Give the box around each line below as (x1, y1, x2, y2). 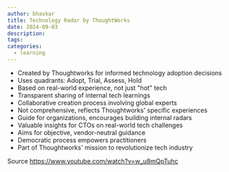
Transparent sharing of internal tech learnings (17, 91, 151, 99)
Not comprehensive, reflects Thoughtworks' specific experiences (17, 106, 208, 114)
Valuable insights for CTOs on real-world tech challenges (17, 121, 183, 129)
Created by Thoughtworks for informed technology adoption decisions (17, 68, 223, 77)
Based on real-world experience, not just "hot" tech (17, 84, 167, 92)
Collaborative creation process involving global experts (17, 98, 178, 107)
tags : (7, 37, 23, 44)
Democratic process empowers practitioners (17, 135, 147, 144)
